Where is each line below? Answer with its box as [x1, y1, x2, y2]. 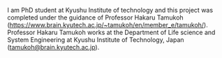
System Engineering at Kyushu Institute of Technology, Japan [7, 36, 184, 44]
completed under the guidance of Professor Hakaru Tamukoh [7, 13, 184, 22]
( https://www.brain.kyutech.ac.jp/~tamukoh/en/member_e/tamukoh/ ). [7, 21, 208, 29]
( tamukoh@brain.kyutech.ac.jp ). [7, 43, 100, 51]
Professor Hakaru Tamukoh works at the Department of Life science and [7, 28, 216, 36]
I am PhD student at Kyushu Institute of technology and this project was [7, 6, 214, 14]
